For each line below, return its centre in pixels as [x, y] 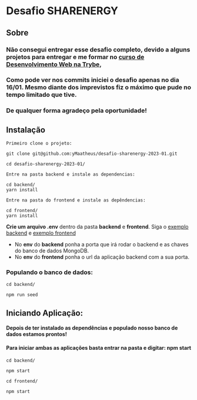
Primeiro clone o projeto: [39, 144]
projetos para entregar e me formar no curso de [75, 57]
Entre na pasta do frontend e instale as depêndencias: [76, 200]
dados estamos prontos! [37, 334]
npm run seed [22, 295]
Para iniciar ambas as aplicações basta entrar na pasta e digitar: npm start [99, 348]
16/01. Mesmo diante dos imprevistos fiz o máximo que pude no [99, 87]
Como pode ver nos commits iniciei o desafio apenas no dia [93, 80]
